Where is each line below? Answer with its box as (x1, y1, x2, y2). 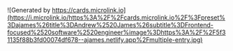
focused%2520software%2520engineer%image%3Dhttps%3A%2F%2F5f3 (7, 28, 226, 36)
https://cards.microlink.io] (52, 6, 126, 14)
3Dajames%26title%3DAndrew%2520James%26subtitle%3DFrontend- (7, 21, 214, 29)
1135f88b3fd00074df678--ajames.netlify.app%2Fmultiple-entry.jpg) (7, 36, 203, 44)
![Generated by (7, 6, 51, 14)
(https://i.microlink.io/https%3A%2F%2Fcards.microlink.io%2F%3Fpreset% (7, 13, 225, 22)
